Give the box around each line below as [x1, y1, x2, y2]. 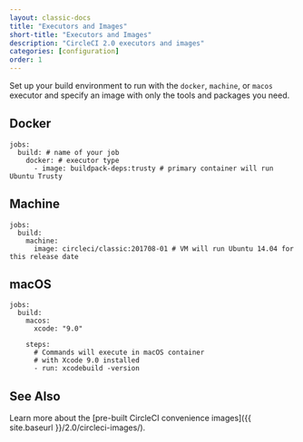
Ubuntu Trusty [9, 171, 64, 181]
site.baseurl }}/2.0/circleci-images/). [9, 422, 146, 433]
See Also [9, 389, 61, 404]
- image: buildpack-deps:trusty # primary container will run [33, 164, 274, 173]
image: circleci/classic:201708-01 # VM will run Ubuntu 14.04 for [33, 244, 295, 254]
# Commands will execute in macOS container [33, 348, 205, 358]
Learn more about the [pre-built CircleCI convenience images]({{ [9, 413, 252, 424]
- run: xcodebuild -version [33, 364, 141, 373]
